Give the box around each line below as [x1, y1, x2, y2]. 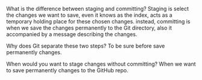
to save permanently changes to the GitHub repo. [6, 67, 129, 74]
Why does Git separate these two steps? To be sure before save [6, 42, 165, 49]
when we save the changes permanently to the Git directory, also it [6, 24, 173, 31]
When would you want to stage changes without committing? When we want [6, 60, 197, 67]
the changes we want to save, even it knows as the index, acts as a [6, 11, 173, 19]
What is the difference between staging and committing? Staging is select [6, 5, 189, 12]
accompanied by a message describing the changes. [6, 31, 138, 38]
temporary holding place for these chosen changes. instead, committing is [6, 18, 191, 25]
